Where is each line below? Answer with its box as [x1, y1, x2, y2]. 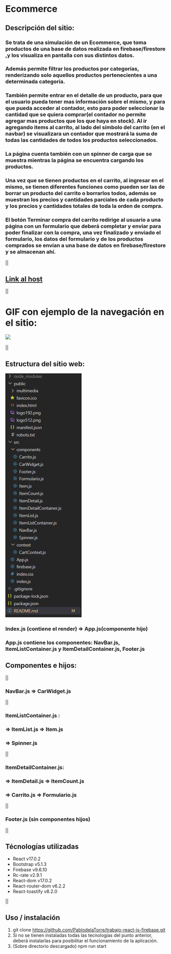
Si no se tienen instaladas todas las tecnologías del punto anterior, [12, 932, 153, 939]
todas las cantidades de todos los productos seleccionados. [5, 137, 158, 144]
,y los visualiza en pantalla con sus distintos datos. [5, 52, 135, 59]
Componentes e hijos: [5, 661, 77, 670]
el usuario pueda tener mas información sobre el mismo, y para [5, 98, 165, 105]
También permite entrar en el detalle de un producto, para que [5, 92, 163, 99]
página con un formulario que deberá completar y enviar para [5, 223, 161, 230]
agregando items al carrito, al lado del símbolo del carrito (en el [5, 124, 165, 131]
